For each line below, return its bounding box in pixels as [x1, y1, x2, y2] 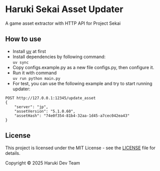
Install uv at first [12, 48, 46, 54]
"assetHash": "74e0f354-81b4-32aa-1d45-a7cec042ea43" [14, 113, 130, 118]
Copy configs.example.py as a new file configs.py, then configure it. [12, 64, 154, 70]
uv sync [12, 60, 29, 65]
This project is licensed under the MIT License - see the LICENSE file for [5, 145, 155, 151]
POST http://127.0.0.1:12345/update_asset [5, 95, 96, 100]
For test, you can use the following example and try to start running [12, 80, 152, 86]
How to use [5, 35, 41, 43]
